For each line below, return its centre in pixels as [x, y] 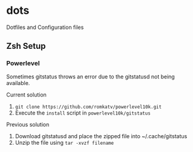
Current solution [27, 95]
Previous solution [28, 124]
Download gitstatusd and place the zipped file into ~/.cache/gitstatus [101, 136]
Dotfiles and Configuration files [45, 27]
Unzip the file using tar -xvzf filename [64, 142]
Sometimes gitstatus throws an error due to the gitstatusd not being [91, 77]
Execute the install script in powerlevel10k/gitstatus [83, 113]
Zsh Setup [26, 46]
